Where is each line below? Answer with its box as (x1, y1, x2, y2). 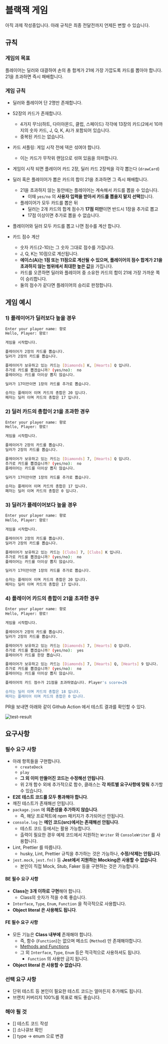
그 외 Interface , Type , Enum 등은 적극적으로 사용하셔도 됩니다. (20, 949, 141, 955)
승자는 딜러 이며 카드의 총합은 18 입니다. (5, 689, 81, 694)
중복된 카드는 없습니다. (20, 133, 65, 139)
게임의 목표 (5, 55, 31, 62)
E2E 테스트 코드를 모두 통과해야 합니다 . (12, 794, 89, 800)
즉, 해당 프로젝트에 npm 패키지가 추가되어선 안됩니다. (20, 813, 125, 819)
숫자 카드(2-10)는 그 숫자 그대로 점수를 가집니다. (20, 244, 115, 250)
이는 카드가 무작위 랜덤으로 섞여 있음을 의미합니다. (20, 155, 118, 161)
